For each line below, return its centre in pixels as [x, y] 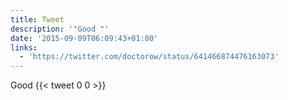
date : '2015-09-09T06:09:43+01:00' [84, 38]
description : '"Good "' [60, 29]
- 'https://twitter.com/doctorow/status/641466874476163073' [149, 57]
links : [24, 47]
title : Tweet [37, 19]
